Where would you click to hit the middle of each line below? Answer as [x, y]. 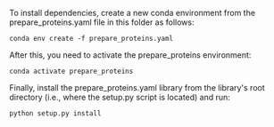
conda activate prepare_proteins [71, 71]
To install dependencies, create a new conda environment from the [133, 13]
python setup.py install [55, 114]
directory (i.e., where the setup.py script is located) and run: [120, 97]
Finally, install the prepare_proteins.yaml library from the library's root [137, 87]
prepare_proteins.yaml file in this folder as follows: [102, 22]
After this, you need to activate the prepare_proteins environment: [130, 55]
